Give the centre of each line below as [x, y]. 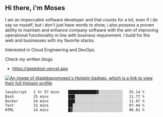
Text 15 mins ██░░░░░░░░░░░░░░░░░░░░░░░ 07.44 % [75, 106]
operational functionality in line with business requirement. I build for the [78, 35]
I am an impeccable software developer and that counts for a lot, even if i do [81, 19]
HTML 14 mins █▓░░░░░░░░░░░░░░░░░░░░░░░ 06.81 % [75, 110]
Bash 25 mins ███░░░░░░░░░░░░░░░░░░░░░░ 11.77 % [75, 97]
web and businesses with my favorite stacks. [50, 40]
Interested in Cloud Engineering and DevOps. [50, 50]
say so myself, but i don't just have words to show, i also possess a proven [80, 25]
